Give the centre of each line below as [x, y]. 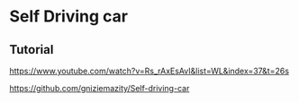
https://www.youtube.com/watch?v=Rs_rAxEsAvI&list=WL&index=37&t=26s [149, 71]
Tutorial [32, 50]
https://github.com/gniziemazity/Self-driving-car [100, 88]
